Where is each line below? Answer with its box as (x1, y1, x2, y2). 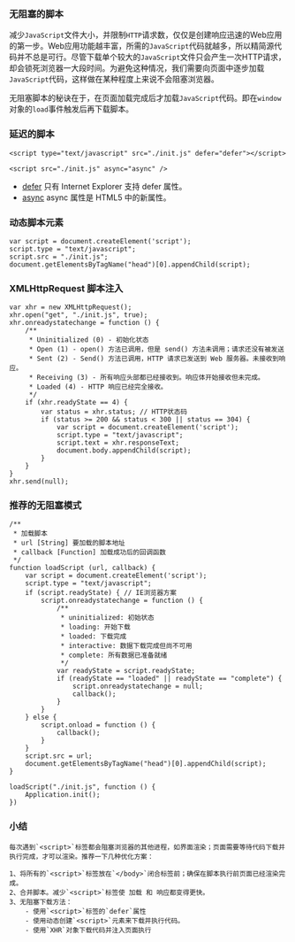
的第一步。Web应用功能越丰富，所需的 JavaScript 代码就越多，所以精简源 (9, 41, 275, 51)
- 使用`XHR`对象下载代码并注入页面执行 (25, 925, 152, 935)
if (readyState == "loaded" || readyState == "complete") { (56, 675, 283, 683)
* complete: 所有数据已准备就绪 (60, 651, 168, 660)
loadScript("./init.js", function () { (9, 783, 156, 791)
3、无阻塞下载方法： (9, 897, 73, 907)
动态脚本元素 (9, 216, 64, 228)
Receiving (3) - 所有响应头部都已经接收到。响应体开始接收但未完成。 (36, 374, 265, 382)
